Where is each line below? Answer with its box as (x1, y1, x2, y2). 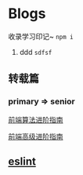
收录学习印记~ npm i (8, 31, 74, 41)
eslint (8, 155, 37, 169)
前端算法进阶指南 (8, 115, 63, 124)
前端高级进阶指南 (8, 131, 63, 141)
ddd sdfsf (19, 47, 52, 57)
